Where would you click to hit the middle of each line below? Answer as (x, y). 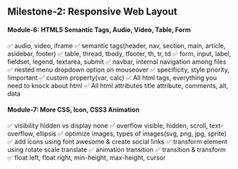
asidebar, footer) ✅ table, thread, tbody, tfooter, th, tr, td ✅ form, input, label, (119, 53)
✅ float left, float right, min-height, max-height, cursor (87, 157)
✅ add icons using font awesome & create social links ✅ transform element (118, 141)
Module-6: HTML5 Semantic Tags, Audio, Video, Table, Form (99, 29)
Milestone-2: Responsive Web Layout (92, 12)
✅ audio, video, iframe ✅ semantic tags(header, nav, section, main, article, (117, 45)
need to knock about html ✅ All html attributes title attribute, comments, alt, (118, 85)
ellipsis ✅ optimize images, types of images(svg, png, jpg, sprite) (131, 133)
